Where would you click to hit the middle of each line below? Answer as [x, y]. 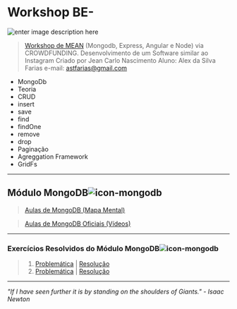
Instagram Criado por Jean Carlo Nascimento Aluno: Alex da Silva [120, 60]
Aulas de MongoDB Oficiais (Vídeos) [78, 224]
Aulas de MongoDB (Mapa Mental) [75, 210]
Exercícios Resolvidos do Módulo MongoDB [84, 248]
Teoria [27, 89]
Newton [19, 299]
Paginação [33, 149]
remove [29, 134]
